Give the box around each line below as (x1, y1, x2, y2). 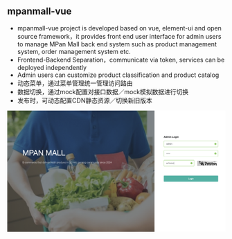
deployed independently (17, 63, 87, 71)
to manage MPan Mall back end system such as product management (17, 39, 217, 48)
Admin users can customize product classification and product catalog (17, 71, 220, 79)
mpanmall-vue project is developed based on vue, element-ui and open (17, 24, 222, 32)
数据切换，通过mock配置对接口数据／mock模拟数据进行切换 (17, 87, 189, 96)
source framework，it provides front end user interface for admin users (17, 32, 222, 40)
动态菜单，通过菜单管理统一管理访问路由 (17, 79, 133, 87)
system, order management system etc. (17, 47, 131, 55)
